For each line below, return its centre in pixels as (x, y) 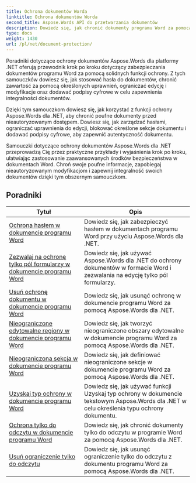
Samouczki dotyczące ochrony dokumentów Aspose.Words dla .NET (89, 145)
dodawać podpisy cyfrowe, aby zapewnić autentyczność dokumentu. (90, 134)
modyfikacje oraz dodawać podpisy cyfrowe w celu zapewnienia (84, 92)
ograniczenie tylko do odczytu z (128, 456)
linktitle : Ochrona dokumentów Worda (52, 17)
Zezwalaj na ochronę (38, 256)
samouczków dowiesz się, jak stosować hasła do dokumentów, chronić (91, 79)
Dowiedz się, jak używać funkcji (128, 386)
